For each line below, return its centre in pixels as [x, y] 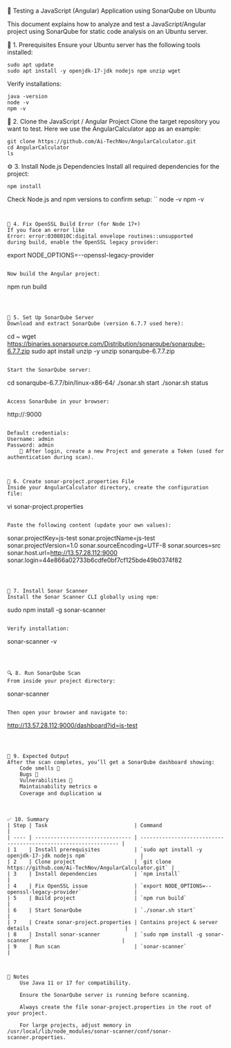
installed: [20, 52]
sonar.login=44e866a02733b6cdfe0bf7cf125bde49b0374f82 [95, 560]
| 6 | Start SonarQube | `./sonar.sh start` [102, 910]
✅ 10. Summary [28, 820]
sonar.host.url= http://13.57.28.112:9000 [62, 553]
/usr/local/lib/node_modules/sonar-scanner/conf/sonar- [89, 1031]
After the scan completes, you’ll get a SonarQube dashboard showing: [111, 762]
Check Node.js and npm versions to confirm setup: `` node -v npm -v [105, 199]
